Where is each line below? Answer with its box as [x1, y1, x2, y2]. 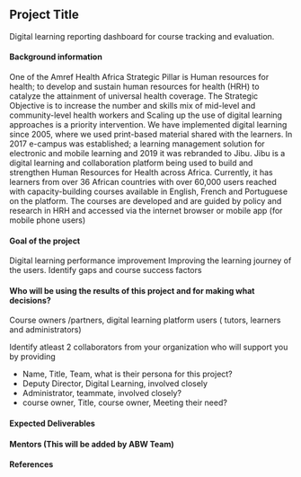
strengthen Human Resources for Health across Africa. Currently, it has [9, 167, 273, 178]
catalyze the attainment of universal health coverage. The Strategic [9, 91, 259, 102]
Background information [9, 51, 103, 62]
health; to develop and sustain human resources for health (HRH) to [9, 81, 260, 93]
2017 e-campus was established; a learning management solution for [9, 138, 265, 149]
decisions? [9, 295, 51, 305]
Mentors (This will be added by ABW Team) [9, 438, 174, 449]
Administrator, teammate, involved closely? [22, 388, 182, 399]
